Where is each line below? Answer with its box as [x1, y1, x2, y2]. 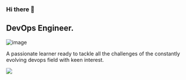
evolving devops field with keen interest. [6, 56, 104, 63]
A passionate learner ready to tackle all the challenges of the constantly [6, 50, 181, 57]
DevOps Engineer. [6, 23, 74, 33]
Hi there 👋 [6, 5, 35, 13]
